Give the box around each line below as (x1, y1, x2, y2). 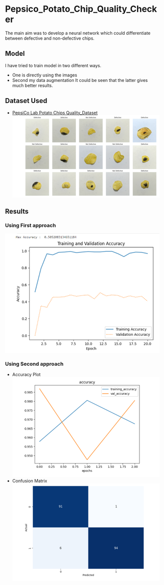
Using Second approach (5, 360, 64, 367)
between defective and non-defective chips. (5, 35, 94, 41)
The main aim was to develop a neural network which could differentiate (5, 30, 151, 36)
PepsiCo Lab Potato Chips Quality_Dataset (12, 109, 98, 116)
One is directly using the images (12, 72, 77, 78)
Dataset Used (5, 97, 47, 105)
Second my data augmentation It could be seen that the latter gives (12, 77, 148, 83)
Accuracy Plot (12, 371, 41, 377)
